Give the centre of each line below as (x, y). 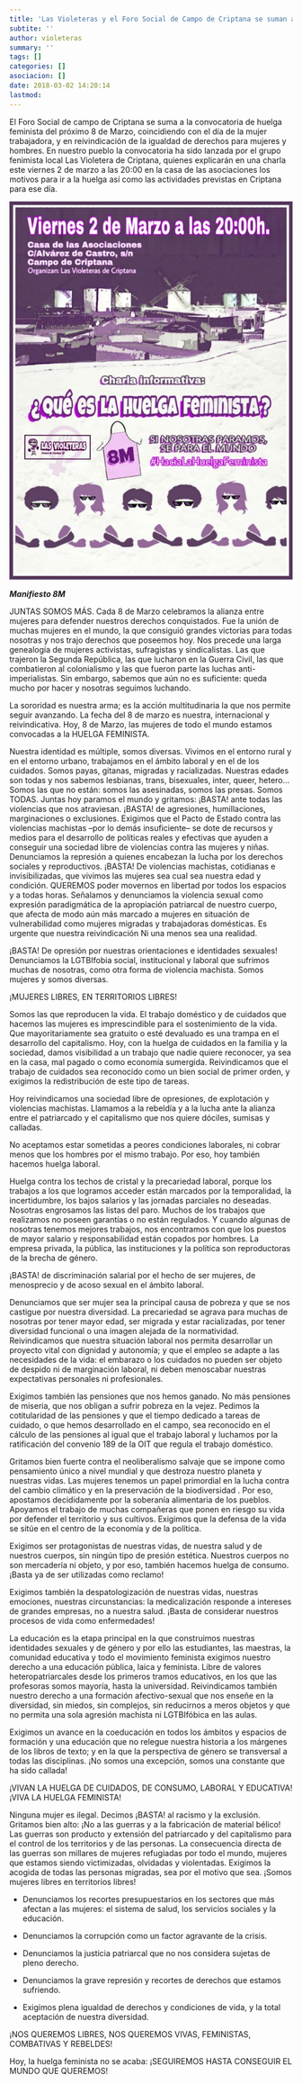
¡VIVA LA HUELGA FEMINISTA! (66, 1797)
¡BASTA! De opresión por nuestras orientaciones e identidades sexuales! (143, 951)
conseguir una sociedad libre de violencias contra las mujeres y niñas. (139, 847)
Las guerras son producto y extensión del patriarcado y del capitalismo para (151, 1834)
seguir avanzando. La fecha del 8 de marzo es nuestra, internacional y (139, 715)
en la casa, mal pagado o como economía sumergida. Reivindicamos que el (149, 1061)
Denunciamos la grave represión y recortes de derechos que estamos (151, 1980)
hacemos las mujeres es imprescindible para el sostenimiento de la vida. (143, 1024)
